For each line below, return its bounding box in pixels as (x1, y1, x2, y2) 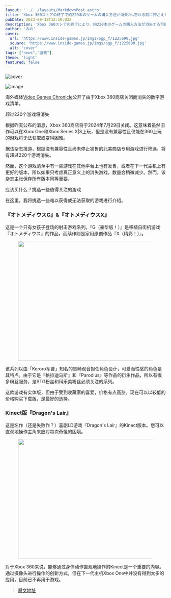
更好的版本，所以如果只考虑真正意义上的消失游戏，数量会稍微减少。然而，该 (5, 169, 166, 176)
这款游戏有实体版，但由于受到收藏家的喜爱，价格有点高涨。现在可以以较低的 (5, 389, 166, 395)
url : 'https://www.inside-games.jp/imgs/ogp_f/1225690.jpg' (10, 36, 140, 41)
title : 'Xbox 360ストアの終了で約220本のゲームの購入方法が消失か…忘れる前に (5, 12, 153, 17)
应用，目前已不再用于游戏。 (5, 576, 64, 582)
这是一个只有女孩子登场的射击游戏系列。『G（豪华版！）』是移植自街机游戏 (5, 224, 160, 230)
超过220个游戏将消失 (5, 111, 49, 117)
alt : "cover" (10, 45, 38, 51)
